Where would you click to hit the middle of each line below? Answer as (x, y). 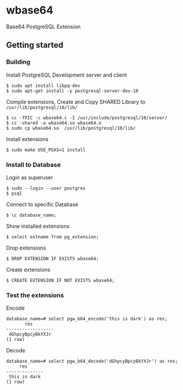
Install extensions (27, 139)
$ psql (14, 193)
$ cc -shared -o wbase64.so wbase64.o (54, 123)
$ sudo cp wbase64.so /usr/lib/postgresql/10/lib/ (71, 128)
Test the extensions (35, 295)
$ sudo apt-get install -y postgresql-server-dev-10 (72, 91)
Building (18, 62)
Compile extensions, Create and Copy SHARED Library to (76, 101)
